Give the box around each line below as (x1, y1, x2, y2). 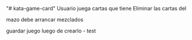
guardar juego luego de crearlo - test (6, 27, 96, 34)
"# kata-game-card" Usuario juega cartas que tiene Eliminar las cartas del (6, 5, 187, 12)
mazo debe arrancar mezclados (6, 16, 84, 23)
